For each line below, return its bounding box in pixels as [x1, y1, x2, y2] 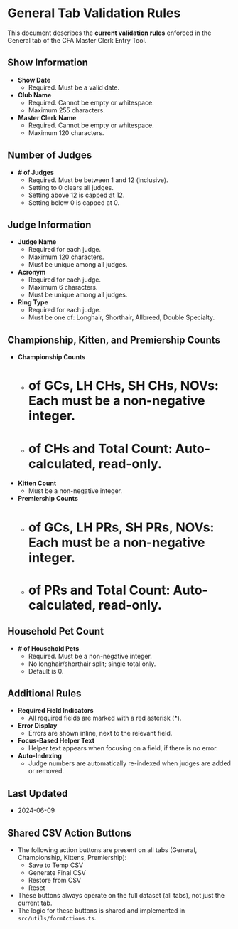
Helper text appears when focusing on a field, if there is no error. [28, 744, 218, 753]
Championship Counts [17, 353, 86, 361]
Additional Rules [7, 687, 82, 699]
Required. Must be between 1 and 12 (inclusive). [28, 176, 168, 184]
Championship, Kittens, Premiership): [17, 853, 127, 861]
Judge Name [17, 238, 57, 246]
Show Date [17, 75, 51, 84]
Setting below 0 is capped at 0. [28, 198, 119, 207]
